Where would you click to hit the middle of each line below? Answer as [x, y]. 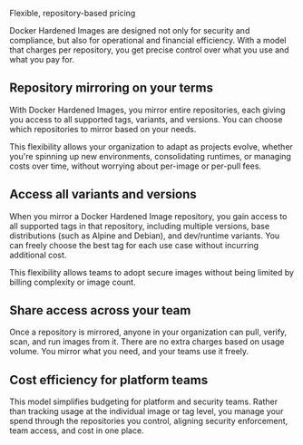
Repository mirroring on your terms [111, 88]
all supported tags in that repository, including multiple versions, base [140, 226]
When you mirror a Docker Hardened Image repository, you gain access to [148, 216]
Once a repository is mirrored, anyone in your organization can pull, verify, [148, 332]
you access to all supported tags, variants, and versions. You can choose [146, 119]
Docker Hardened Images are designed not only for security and [130, 30]
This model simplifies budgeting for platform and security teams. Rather [144, 401]
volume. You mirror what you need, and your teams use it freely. [129, 352]
